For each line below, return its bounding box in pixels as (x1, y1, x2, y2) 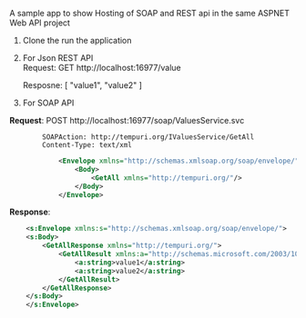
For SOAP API (22, 97, 75, 108)
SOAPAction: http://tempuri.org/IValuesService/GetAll (42, 133, 255, 142)
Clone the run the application (22, 35, 132, 45)
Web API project (9, 17, 71, 28)
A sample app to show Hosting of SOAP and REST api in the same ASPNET (9, 8, 290, 18)
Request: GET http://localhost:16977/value (22, 63, 181, 73)
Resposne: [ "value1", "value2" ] (22, 80, 143, 90)
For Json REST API (22, 53, 94, 63)
